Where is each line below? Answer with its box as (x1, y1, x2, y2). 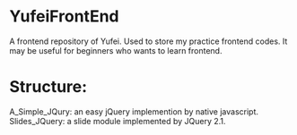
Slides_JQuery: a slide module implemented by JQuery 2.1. (9, 115, 226, 126)
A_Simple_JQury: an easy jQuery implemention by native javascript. (9, 105, 258, 117)
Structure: (9, 77, 88, 97)
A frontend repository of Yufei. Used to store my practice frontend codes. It (9, 36, 288, 46)
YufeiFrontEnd (9, 6, 119, 27)
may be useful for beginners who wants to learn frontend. (9, 45, 223, 55)
